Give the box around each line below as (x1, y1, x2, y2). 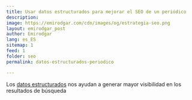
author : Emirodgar (6, 31, 52, 37)
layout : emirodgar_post (6, 25, 66, 32)
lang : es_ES (6, 37, 36, 43)
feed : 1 (6, 48, 26, 54)
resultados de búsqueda (6, 87, 67, 94)
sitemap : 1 (6, 43, 34, 49)
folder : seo (6, 53, 36, 59)
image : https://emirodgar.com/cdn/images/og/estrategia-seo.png (6, 20, 170, 26)
